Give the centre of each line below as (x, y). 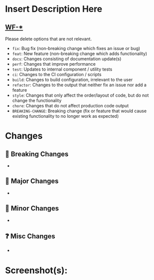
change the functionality (37, 101)
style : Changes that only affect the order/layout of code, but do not (80, 95)
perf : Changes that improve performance (54, 64)
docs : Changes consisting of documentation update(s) (67, 59)
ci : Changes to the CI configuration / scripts (57, 74)
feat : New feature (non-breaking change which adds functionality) (79, 53)
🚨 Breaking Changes (37, 154)
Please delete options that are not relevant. (49, 39)
